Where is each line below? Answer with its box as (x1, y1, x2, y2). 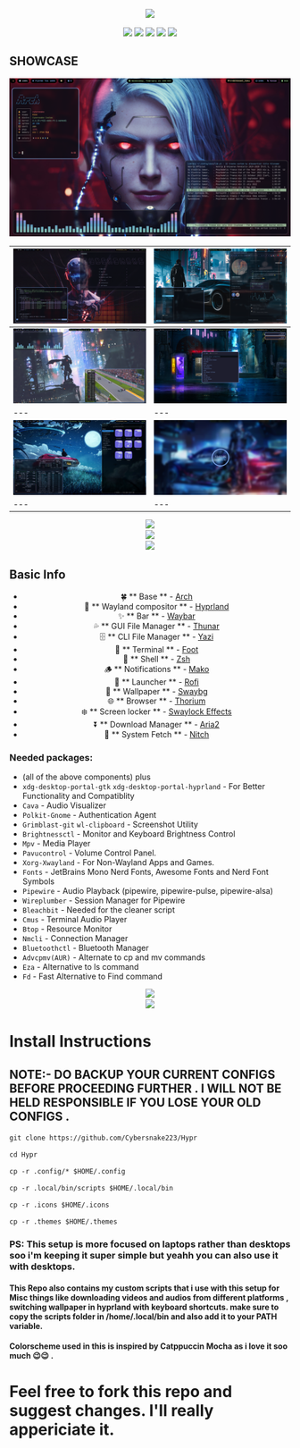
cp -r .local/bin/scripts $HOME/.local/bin (9, 1184, 174, 1193)
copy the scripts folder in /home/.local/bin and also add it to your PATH (9, 1310, 278, 1322)
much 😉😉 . (9, 1351, 54, 1361)
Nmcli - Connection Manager (21, 933, 129, 944)
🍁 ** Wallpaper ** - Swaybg (105, 686, 208, 696)
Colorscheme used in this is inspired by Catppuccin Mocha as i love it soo (9, 1341, 288, 1351)
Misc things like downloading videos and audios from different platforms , (9, 1292, 288, 1302)
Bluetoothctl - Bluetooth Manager (21, 943, 149, 954)
